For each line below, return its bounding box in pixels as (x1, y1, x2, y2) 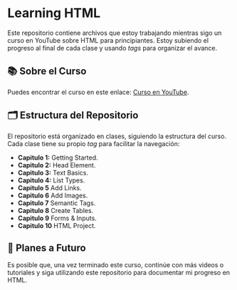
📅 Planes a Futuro (7, 242, 87, 254)
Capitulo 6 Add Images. (17, 191, 88, 200)
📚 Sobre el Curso (7, 66, 87, 78)
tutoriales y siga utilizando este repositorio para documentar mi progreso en (7, 269, 230, 277)
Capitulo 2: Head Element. (17, 160, 96, 169)
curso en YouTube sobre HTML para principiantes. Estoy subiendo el (7, 36, 209, 44)
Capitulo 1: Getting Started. (17, 153, 98, 162)
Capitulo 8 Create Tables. (17, 206, 94, 214)
